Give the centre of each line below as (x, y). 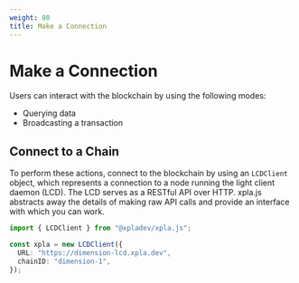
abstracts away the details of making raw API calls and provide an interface (149, 202)
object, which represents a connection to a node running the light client (142, 183)
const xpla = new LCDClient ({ (66, 245)
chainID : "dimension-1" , (64, 261)
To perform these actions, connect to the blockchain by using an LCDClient (149, 174)
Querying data (49, 113)
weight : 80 (30, 18)
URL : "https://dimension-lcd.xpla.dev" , (94, 253)
